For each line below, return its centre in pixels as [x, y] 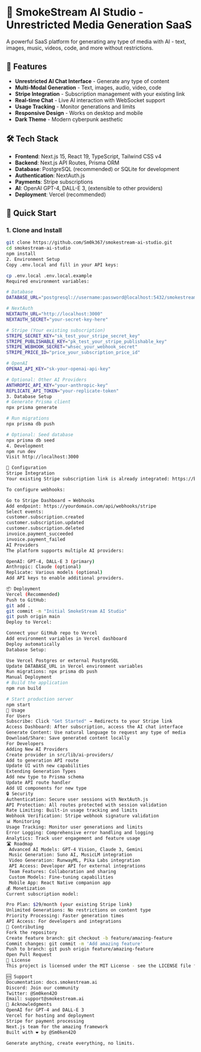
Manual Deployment [29, 677]
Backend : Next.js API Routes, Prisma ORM [67, 162]
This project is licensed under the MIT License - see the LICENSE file [99, 966]
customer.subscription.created [45, 517]
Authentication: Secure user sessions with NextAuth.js [77, 799]
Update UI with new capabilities [48, 766]
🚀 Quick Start [31, 213]
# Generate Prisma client [38, 402]
